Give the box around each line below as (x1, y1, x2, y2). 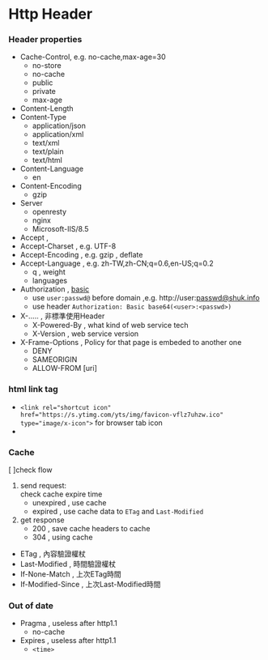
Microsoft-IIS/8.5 (32, 224, 89, 234)
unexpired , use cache (32, 498, 107, 508)
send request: (19, 481, 67, 491)
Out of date (8, 600, 54, 611)
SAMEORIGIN (32, 355, 78, 364)
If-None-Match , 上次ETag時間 (19, 569, 121, 579)
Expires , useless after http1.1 (19, 636, 117, 645)
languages (32, 276, 67, 286)
